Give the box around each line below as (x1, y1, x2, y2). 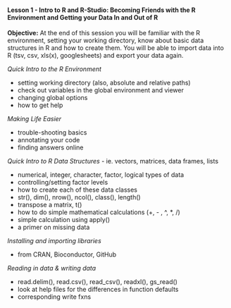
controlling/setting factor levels (17, 178, 108, 187)
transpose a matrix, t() (17, 201, 82, 209)
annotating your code (17, 136, 80, 144)
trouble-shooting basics (17, 128, 87, 137)
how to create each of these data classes (17, 185, 137, 194)
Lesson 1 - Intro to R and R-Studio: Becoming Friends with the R (7, 6, 196, 14)
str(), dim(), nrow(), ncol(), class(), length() (17, 193, 141, 202)
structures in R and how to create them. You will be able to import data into (7, 44, 224, 52)
